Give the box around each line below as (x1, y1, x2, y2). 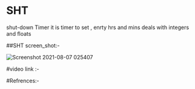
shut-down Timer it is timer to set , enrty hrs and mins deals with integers (6, 24, 190, 31)
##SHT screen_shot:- (6, 42, 60, 49)
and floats (6, 30, 31, 37)
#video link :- (6, 65, 39, 73)
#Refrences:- (6, 77, 39, 84)
